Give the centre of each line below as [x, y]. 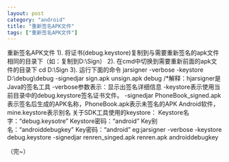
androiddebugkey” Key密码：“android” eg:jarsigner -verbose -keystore [122, 130]
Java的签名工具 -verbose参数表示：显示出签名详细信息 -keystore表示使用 [111, 87]
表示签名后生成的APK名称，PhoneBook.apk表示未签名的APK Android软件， [113, 104]
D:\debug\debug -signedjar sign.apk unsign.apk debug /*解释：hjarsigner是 [114, 79]
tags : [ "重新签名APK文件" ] [42, 32]
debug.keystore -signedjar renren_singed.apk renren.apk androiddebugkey [113, 137]
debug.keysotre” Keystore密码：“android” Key [86, 121]
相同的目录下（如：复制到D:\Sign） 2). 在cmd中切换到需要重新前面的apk [109, 62]
